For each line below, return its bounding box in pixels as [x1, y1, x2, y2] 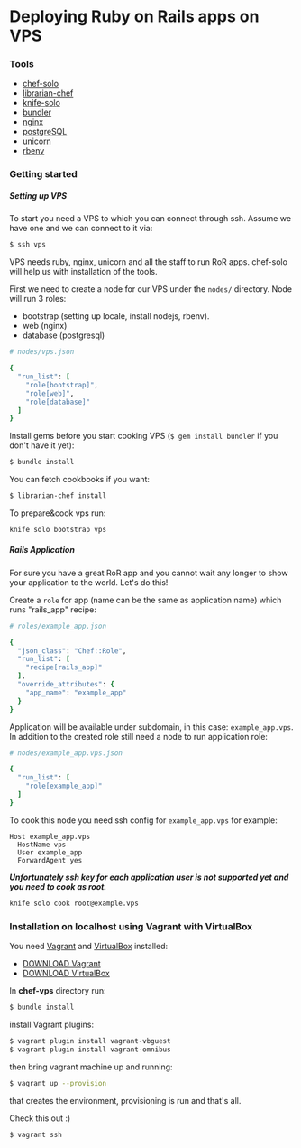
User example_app [17, 847, 83, 857]
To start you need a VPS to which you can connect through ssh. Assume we [9, 213, 291, 224]
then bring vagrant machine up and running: [9, 1061, 173, 1072]
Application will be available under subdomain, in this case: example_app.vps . [9, 721, 295, 733]
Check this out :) [9, 1113, 71, 1124]
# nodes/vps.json [9, 348, 75, 357]
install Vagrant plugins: [9, 1019, 95, 1030]
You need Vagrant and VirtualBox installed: [9, 941, 169, 952]
